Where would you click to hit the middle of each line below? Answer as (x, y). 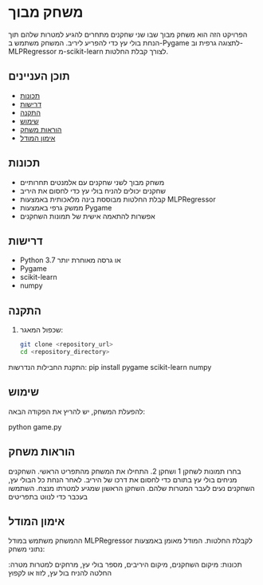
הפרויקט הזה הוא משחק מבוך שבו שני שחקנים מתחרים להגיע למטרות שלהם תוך (128, 34)
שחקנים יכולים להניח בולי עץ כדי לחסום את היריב (92, 190)
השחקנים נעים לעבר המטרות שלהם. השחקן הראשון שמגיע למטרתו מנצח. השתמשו (131, 488)
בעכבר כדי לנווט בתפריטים (48, 497)
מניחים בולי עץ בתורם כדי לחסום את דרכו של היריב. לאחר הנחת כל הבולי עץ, (123, 479)
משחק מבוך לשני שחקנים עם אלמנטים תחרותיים (92, 182)
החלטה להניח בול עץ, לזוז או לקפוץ (60, 573)
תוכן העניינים (39, 76)
